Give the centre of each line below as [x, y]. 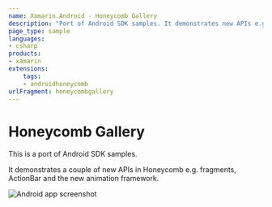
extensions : [28, 69]
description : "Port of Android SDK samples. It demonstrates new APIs [130, 24]
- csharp [23, 46]
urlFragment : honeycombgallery [61, 91]
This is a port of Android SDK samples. [73, 154]
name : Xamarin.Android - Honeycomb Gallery [83, 16]
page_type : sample [39, 31]
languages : [27, 39]
